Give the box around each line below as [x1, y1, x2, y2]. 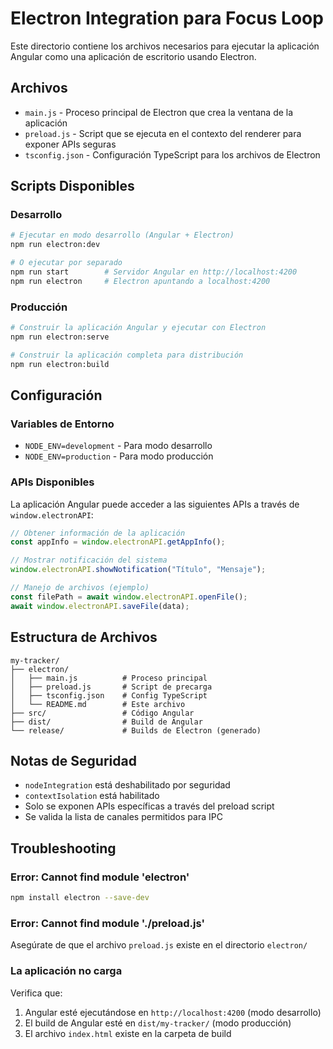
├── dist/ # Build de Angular [10, 717, 203, 727]
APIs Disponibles [10, 475, 95, 489]
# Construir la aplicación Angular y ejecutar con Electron [10, 323, 267, 333]
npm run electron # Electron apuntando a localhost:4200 [10, 276, 271, 286]
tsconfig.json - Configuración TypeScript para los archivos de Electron [24, 148, 321, 161]
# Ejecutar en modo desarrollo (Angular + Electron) [10, 230, 235, 241]
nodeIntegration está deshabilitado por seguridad [24, 779, 231, 791]
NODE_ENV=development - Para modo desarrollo [24, 440, 213, 452]
